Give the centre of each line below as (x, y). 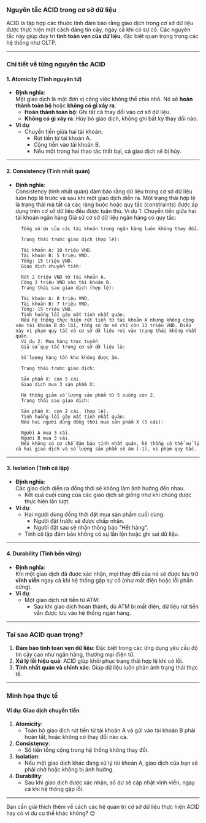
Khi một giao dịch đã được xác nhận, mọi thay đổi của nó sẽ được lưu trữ (107, 574)
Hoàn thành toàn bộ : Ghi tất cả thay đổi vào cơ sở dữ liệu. (97, 112)
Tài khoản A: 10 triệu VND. (57, 250)
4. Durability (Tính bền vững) (44, 554)
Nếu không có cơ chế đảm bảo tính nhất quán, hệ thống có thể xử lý (110, 443)
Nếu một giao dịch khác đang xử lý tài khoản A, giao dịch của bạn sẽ (111, 763)
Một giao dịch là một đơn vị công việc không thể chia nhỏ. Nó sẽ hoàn (104, 99)
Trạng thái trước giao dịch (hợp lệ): (71, 239)
